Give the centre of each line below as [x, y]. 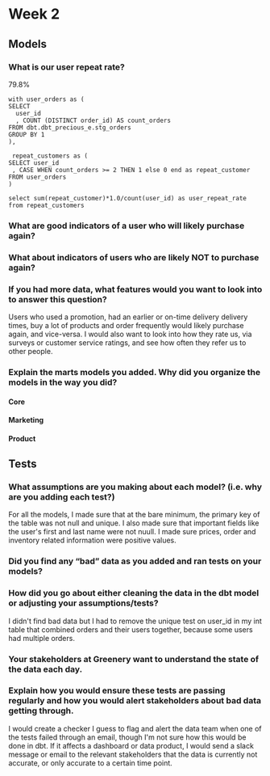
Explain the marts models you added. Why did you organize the [135, 372]
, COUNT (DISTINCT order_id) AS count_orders [93, 120]
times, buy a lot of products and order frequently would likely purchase [126, 326]
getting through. [41, 711]
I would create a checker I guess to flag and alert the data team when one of [135, 728]
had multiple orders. [42, 638]
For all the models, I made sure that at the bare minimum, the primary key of [134, 515]
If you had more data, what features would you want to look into [135, 289]
